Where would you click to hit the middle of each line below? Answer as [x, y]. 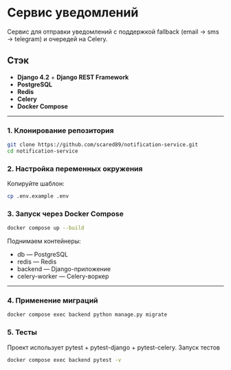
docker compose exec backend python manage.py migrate [87, 315]
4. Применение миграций [53, 301]
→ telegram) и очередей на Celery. [57, 38]
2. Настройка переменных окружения [75, 168]
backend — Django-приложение [64, 269]
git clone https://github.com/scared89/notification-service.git [102, 145]
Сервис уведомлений [73, 13]
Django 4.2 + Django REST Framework [73, 77]
